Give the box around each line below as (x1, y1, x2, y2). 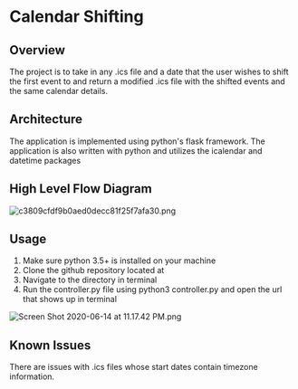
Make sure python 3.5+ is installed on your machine (22, 255, 216, 266)
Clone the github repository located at (22, 265, 165, 276)
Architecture (9, 111, 83, 128)
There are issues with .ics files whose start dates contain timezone (9, 362, 258, 373)
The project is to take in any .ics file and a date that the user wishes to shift (9, 66, 289, 77)
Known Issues (9, 337, 91, 353)
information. (9, 371, 55, 382)
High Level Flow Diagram (9, 181, 152, 196)
